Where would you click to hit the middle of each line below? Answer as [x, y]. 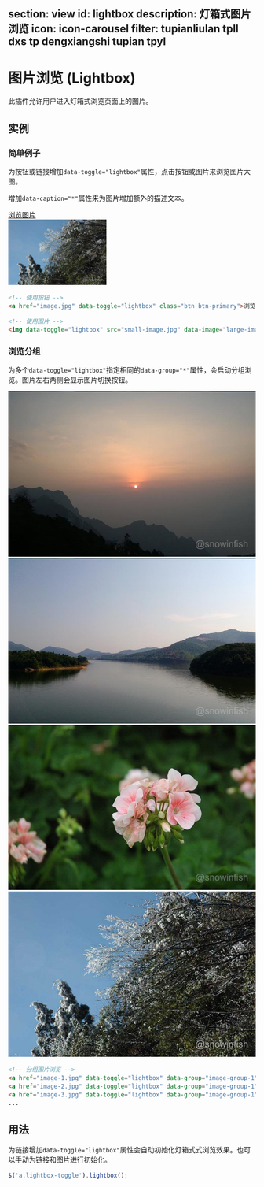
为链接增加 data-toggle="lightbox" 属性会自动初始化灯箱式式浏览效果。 [123, 1150]
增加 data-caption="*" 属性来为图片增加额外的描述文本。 [98, 198]
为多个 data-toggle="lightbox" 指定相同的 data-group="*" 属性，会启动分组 [126, 370]
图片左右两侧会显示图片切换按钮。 [77, 380]
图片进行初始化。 [84, 1159]
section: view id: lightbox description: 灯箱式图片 [130, 14]
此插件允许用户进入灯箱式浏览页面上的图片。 [81, 102]
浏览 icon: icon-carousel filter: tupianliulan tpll [123, 29]
